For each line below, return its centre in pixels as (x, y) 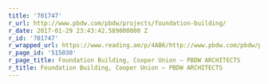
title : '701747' (35, 16)
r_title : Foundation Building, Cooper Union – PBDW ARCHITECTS (116, 68)
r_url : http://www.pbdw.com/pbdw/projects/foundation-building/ (117, 23)
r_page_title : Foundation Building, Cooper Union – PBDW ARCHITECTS (124, 61)
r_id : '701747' (33, 38)
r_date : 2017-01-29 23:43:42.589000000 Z (78, 30)
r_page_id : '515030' (43, 53)
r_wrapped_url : (33, 46)
